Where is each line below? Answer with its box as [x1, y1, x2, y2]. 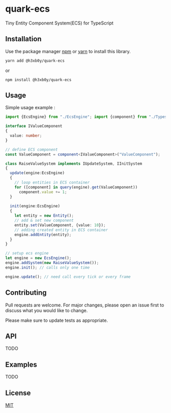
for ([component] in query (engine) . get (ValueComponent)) [14, 185, 138, 190]
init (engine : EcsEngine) [10, 203, 60, 209]
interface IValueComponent [5, 123, 63, 129]
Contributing [5, 289, 47, 297]
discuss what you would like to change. [5, 307, 88, 314]
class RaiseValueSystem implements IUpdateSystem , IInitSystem [5, 161, 142, 166]
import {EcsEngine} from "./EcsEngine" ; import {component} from [5, 114, 147, 120]
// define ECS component [5, 147, 58, 152]
